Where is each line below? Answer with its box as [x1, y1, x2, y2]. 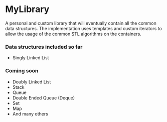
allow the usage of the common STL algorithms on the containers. [5, 31, 141, 37]
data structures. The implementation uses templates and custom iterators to [5, 25, 162, 31]
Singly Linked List [12, 55, 49, 61]
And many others [12, 110, 49, 116]
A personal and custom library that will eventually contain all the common [5, 20, 156, 26]
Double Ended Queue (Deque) [12, 94, 75, 101]
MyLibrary [5, 4, 50, 15]
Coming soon [5, 67, 39, 74]
